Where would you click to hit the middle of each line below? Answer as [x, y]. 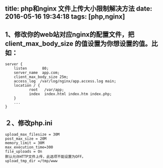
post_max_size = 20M [26, 139]
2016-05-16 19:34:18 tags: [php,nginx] [65, 17]
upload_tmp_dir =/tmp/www [31, 161]
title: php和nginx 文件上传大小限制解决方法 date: [79, 9]
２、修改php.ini [29, 123]
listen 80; [31, 69]
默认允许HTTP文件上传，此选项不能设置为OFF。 [45, 157]
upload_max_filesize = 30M [32, 135]
